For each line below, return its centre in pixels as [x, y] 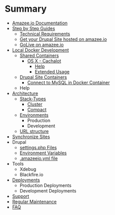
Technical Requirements [45, 34]
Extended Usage [52, 71]
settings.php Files [38, 147]
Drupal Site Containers [43, 77]
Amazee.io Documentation [40, 23]
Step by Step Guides [33, 28]
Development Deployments [48, 191]
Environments [34, 115]
